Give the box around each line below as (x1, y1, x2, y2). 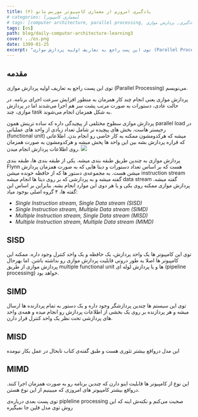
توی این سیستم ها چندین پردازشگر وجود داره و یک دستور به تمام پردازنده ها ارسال (6, 302, 187, 309)
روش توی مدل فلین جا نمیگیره (6, 403, 73, 411)
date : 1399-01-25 (6, 42, 49, 48)
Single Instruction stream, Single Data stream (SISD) (15, 199, 143, 206)
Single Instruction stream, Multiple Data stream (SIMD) (15, 205, 149, 212)
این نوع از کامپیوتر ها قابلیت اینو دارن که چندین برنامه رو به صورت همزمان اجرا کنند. (6, 380, 190, 387)
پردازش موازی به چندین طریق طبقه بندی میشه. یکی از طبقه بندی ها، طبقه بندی (6, 156, 181, 164)
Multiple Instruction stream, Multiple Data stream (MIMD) (15, 218, 154, 225)
